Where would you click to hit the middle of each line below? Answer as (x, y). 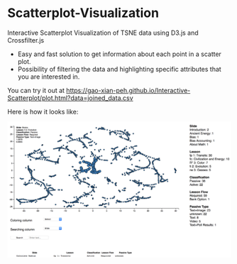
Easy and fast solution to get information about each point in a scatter (120, 54)
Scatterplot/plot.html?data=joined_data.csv (70, 98)
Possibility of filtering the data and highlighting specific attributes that (119, 69)
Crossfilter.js (26, 40)
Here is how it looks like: (43, 111)
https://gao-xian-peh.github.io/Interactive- (128, 90)
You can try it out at (36, 90)
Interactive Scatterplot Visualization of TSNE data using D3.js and (103, 33)
